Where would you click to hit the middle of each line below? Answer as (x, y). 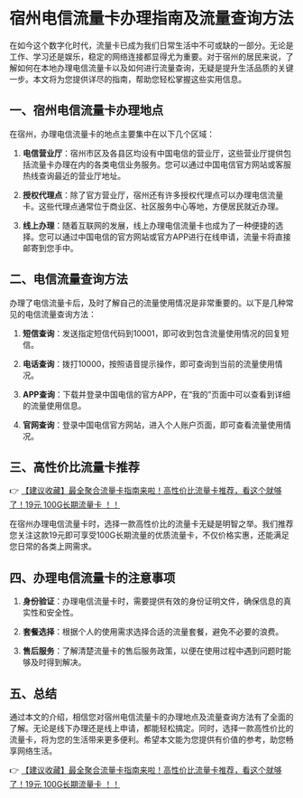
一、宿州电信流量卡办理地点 (87, 111)
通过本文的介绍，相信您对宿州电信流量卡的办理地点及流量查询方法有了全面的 (151, 717)
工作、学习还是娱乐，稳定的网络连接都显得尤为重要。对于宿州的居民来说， (147, 56)
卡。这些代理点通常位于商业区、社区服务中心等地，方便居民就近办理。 (153, 206)
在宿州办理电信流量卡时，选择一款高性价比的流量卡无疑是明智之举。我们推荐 (151, 524)
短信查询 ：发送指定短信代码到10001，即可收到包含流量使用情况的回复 (151, 333)
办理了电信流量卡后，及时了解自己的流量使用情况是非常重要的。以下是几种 (147, 303)
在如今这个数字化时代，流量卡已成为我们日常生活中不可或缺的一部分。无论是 (151, 45)
